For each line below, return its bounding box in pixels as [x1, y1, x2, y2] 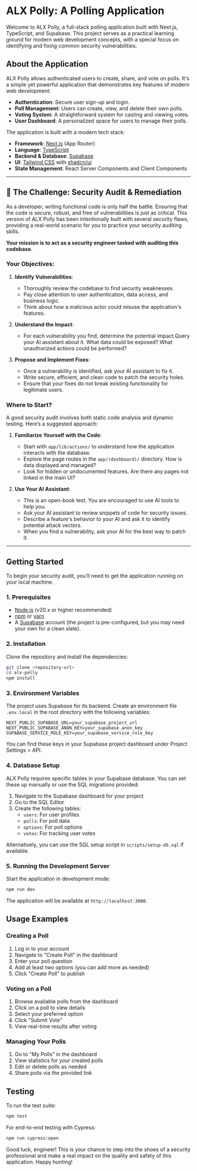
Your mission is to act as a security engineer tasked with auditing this [6, 239, 179, 246]
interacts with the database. [23, 450, 91, 457]
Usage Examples [6, 914, 69, 924]
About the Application [6, 59, 89, 69]
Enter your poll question [14, 957, 73, 965]
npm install [6, 675, 35, 681]
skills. [6, 227, 20, 235]
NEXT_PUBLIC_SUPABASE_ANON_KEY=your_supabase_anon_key [6, 725, 143, 731]
